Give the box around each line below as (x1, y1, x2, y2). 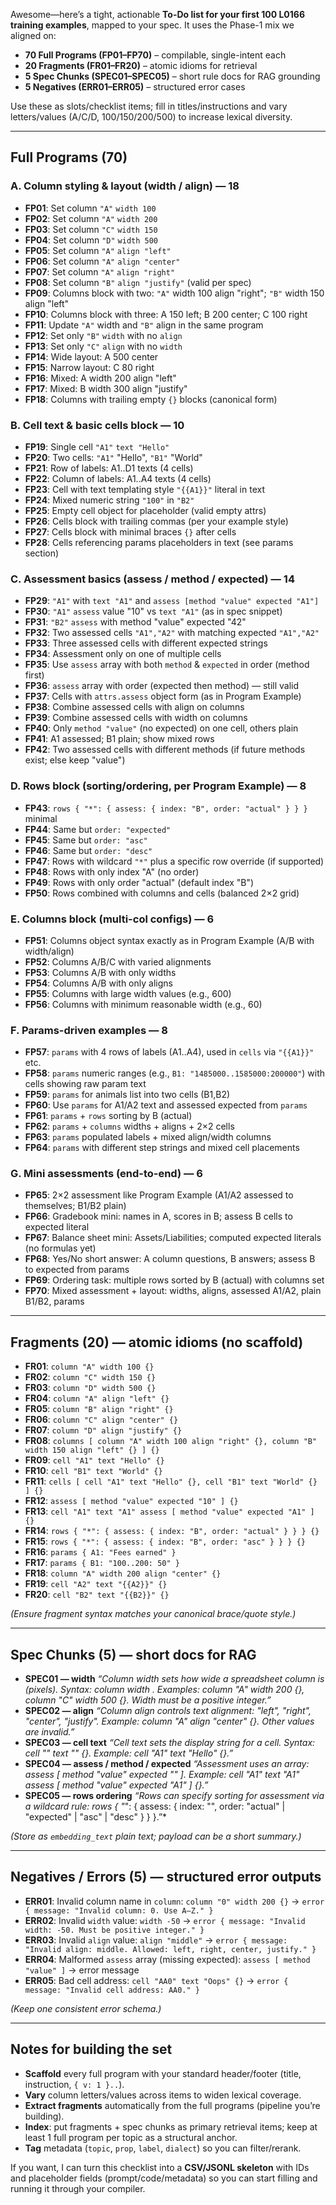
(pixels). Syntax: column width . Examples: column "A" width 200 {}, (24, 1684, 305, 1696)
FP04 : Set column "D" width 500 (24, 234, 159, 246)
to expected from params (24, 1264, 130, 1276)
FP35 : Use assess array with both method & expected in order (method (24, 659, 310, 671)
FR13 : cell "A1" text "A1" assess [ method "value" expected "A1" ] (24, 1505, 315, 1518)
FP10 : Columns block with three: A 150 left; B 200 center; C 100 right (24, 308, 308, 320)
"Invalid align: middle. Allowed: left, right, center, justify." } (24, 1944, 317, 1954)
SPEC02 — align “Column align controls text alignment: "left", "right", (24, 1705, 312, 1717)
